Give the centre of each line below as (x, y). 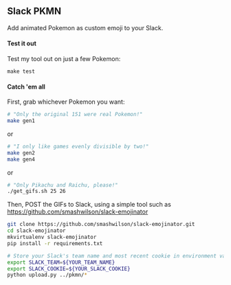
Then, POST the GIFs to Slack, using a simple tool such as (89, 205)
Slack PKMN (34, 11)
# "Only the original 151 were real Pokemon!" (75, 115)
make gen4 (21, 159)
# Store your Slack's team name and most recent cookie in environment (112, 256)
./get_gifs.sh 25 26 (37, 192)
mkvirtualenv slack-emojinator (52, 237)
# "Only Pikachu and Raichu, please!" (63, 185)
